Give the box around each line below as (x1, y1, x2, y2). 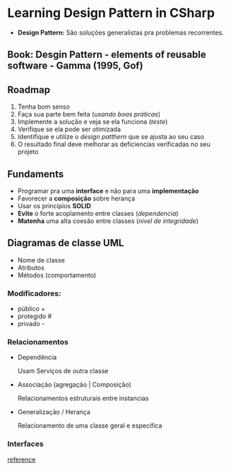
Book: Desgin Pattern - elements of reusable (7, 49, 206, 61)
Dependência (17, 353, 57, 361)
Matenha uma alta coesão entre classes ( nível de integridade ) (17, 217, 199, 225)
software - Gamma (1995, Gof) (7, 60, 143, 72)
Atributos (17, 263, 45, 272)
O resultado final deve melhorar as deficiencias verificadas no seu (17, 140, 211, 149)
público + (17, 305, 46, 313)
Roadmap (7, 83, 51, 96)
